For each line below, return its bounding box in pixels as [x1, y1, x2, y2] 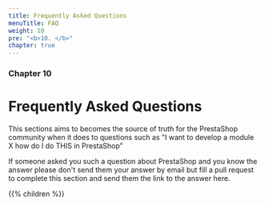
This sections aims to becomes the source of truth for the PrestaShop [8, 123, 239, 133]
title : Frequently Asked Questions [8, 11, 127, 20]
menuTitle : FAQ [8, 19, 59, 27]
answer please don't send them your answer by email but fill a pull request [8, 165, 255, 175]
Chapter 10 [8, 68, 52, 79]
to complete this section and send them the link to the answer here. [8, 173, 231, 183]
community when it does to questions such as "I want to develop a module [8, 132, 255, 142]
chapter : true [8, 42, 56, 50]
